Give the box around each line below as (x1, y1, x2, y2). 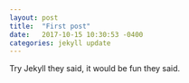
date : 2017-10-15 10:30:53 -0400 (9, 30, 144, 39)
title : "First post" (9, 22, 91, 31)
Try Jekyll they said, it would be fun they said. (9, 63, 181, 74)
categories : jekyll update (9, 38, 111, 48)
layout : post (9, 13, 59, 23)
